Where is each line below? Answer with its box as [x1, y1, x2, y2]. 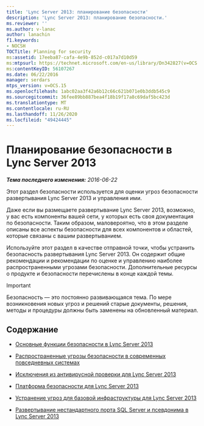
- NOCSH [6, 43, 26, 49]
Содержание [6, 324, 59, 334]
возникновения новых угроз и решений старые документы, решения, [6, 300, 188, 308]
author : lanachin [6, 32, 51, 38]
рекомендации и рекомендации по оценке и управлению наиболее [6, 257, 183, 264]
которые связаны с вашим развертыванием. [6, 233, 123, 240]
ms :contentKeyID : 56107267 [6, 65, 75, 72]
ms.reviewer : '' [6, 20, 47, 26]
